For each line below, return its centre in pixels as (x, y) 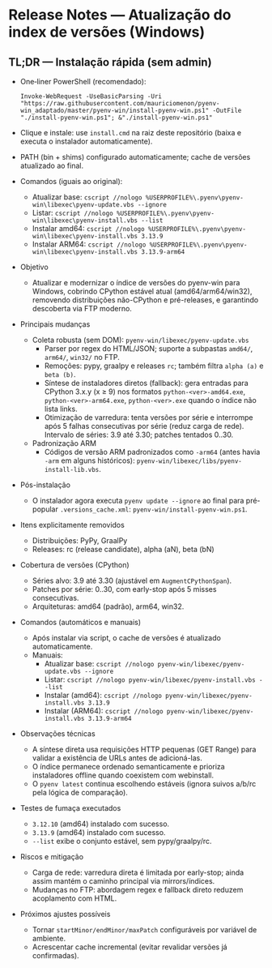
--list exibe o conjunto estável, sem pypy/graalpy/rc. (122, 841)
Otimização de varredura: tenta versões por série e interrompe (149, 418)
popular (45, 509)
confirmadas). (55, 955)
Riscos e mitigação (51, 857)
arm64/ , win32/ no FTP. (82, 357)
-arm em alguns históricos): (89, 460)
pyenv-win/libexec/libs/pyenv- (189, 461)
